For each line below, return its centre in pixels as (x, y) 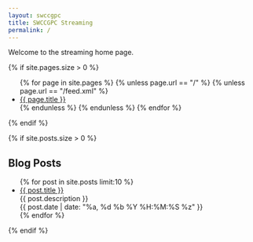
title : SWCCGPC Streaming (50, 23)
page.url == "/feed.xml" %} (64, 91)
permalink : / (29, 30)
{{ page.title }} (42, 100)
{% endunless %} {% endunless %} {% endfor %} (101, 108)
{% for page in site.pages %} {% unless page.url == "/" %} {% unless (132, 82)
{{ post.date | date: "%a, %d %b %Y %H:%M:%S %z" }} (111, 207)
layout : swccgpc (35, 15)
